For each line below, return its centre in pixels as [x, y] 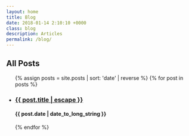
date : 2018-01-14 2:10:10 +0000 [46, 23]
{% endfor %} [32, 127]
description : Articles [34, 34]
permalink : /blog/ [29, 39]
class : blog [21, 28]
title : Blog [21, 17]
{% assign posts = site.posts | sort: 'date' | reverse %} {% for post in [99, 78]
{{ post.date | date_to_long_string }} [61, 114]
